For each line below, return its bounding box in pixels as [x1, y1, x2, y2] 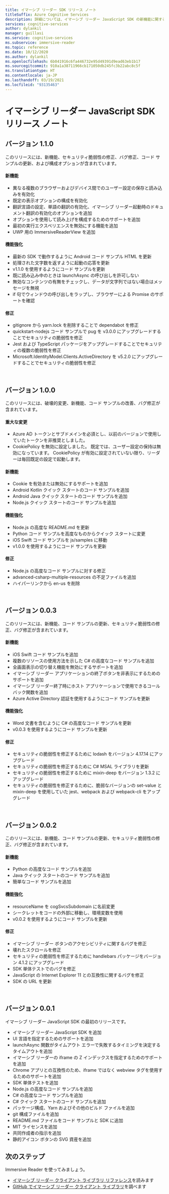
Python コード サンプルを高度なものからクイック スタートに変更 [12, 531, 146, 537]
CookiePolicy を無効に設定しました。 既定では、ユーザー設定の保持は [12, 443, 157, 450]
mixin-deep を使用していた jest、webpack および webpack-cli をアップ [12, 789, 160, 795]
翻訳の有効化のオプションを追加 [26, 210, 92, 216]
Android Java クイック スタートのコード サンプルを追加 [12, 493, 128, 499]
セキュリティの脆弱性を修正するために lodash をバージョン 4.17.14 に [12, 751, 154, 757]
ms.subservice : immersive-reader [5, 40, 75, 45]
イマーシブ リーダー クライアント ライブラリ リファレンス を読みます [12, 1177, 154, 1183]
